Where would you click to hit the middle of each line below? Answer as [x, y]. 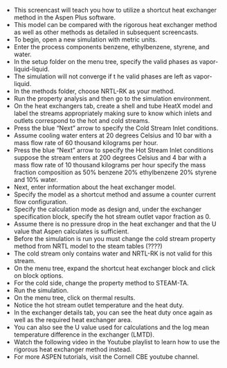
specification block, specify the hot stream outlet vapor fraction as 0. [112, 217]
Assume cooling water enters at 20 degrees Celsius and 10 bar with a [113, 135]
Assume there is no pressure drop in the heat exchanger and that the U [115, 224]
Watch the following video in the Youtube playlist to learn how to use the [117, 342]
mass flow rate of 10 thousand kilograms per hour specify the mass [110, 165]
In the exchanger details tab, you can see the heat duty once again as [113, 312]
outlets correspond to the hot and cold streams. [82, 120]
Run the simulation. [41, 290]
